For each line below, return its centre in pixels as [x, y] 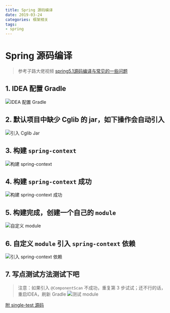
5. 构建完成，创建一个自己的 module [61, 213]
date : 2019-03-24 [24, 15]
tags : [11, 24]
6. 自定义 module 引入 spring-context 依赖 [70, 243]
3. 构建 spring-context [41, 151]
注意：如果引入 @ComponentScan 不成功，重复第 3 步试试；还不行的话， [92, 287]
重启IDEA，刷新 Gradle [42, 294]
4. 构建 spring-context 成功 [49, 181]
